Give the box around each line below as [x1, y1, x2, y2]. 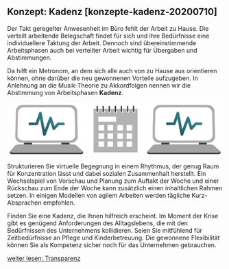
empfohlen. [43, 198, 75, 207]
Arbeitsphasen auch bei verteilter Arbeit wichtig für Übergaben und [7, 46, 197, 54]
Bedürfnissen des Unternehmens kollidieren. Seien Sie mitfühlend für [7, 226, 202, 234]
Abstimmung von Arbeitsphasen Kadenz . [7, 88, 124, 97]
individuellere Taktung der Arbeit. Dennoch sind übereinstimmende [7, 38, 197, 47]
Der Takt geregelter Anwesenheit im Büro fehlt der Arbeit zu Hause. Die [7, 24, 209, 32]
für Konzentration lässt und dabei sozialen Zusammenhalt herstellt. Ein [7, 169, 206, 177]
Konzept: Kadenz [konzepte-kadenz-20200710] [7, 6, 217, 18]
